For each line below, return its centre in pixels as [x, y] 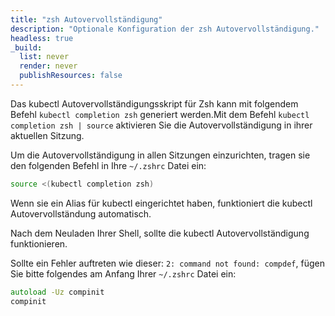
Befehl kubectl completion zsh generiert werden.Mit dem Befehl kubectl [160, 114]
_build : [26, 47]
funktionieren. [39, 243]
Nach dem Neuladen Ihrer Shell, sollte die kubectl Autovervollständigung [160, 233]
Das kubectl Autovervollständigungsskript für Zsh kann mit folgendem [154, 103]
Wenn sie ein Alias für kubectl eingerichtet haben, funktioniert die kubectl [161, 203]
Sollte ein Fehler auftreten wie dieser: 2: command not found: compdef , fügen [167, 263]
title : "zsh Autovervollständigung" [86, 19]
